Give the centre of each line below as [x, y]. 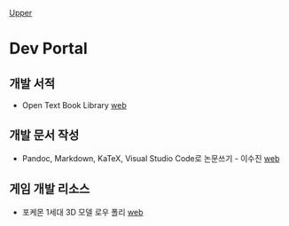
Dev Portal [49, 49]
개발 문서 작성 [44, 135]
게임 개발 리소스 [50, 189]
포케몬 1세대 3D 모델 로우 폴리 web [82, 212]
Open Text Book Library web [74, 105]
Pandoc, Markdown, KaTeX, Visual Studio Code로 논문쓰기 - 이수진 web [151, 158]
